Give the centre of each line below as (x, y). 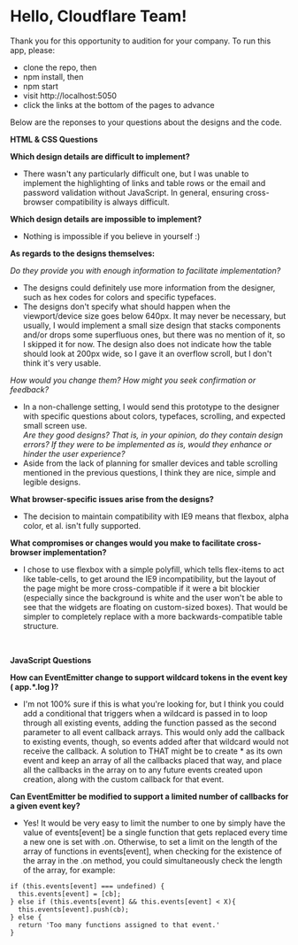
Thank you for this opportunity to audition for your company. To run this (141, 41)
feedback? (30, 389)
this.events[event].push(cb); (73, 910)
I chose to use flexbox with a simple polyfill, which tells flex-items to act (153, 569)
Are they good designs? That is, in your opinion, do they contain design (153, 435)
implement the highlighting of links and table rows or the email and (144, 182)
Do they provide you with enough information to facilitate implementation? (145, 270)
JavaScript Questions (51, 660)
